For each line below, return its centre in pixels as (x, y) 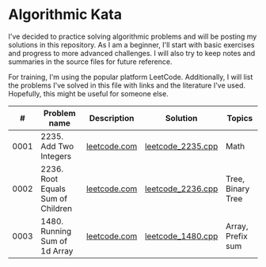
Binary (237, 189)
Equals (53, 189)
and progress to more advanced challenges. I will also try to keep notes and (132, 53)
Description (112, 118)
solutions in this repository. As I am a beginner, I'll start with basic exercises (131, 44)
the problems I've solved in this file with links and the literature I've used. (127, 85)
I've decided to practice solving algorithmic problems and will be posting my (133, 36)
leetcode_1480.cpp (182, 236)
